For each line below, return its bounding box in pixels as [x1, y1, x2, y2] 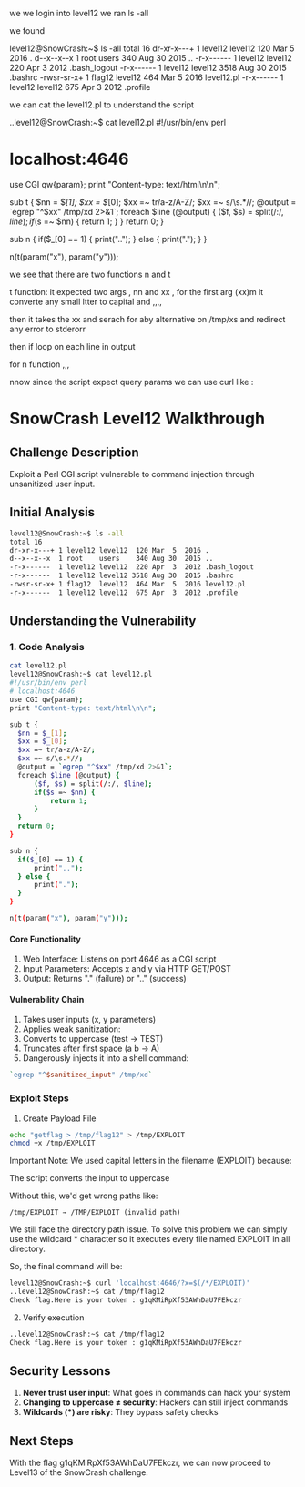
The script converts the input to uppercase [9, 1173, 170, 1184]
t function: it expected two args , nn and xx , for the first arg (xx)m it [9, 286, 264, 297]
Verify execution [22, 1311, 85, 1323]
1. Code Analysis [9, 641, 85, 654]
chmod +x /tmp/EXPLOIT [9, 1138, 96, 1148]
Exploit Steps [9, 1092, 70, 1105]
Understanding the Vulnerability [9, 614, 197, 629]
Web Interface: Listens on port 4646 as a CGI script [22, 953, 217, 964]
